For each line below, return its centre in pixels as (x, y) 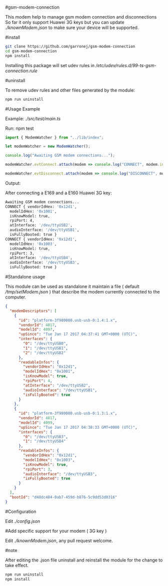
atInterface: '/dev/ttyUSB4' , (41, 258)
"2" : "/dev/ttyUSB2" (44, 353)
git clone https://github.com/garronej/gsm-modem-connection (70, 47)
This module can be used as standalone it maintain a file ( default (72, 286)
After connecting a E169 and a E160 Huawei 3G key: (58, 193)
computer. (16, 297)
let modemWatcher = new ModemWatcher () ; (48, 146)
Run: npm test (19, 128)
